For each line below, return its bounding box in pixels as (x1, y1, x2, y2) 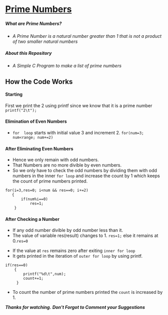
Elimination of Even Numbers (5, 118, 67, 124)
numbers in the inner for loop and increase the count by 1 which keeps (12, 173, 160, 179)
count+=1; (23, 276, 44, 281)
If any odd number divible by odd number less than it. (12, 227, 123, 233)
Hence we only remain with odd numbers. (12, 157, 99, 163)
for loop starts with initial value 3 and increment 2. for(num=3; (12, 129, 144, 135)
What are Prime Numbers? (5, 20, 62, 26)
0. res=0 (12, 238, 29, 244)
